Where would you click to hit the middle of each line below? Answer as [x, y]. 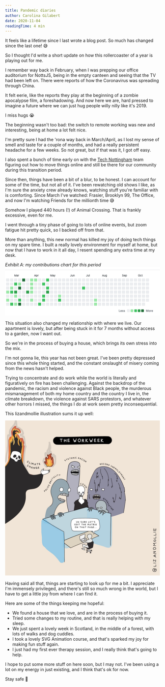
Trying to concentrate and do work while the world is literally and [71, 378]
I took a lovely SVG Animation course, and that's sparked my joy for [80, 639]
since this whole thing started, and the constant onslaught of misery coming [82, 363]
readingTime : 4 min [25, 26]
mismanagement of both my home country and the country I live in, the [77, 393]
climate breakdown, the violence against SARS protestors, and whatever [78, 399]
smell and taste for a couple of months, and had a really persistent [72, 145]
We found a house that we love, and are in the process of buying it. [80, 613]
